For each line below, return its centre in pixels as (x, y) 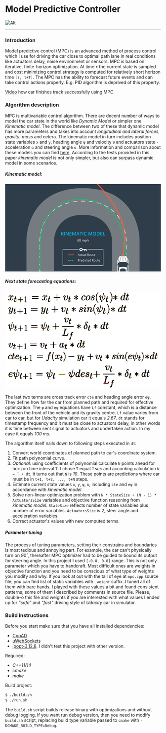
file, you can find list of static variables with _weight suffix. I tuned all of (78, 582)
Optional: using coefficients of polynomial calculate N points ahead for (83, 463)
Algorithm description (32, 105)
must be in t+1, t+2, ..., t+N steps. (50, 479)
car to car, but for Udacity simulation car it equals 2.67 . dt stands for (75, 418)
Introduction (20, 40)
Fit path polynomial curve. (39, 458)
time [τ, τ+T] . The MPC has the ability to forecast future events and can (79, 77)
